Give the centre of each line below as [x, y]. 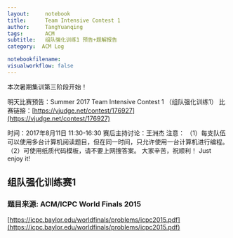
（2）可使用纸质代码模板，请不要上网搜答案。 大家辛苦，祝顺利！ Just [109, 150]
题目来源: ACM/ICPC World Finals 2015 [74, 204]
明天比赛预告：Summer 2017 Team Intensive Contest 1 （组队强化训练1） [112, 101]
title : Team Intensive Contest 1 [64, 20]
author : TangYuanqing [45, 27]
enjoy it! [19, 158]
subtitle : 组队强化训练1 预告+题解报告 [62, 40]
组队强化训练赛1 [42, 183]
